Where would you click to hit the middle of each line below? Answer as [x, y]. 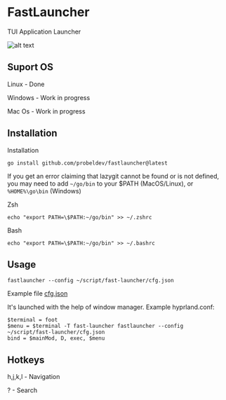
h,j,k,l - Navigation [34, 377]
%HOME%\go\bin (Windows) [45, 191]
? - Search [22, 390]
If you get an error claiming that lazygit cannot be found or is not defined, [113, 176]
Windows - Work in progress [49, 97]
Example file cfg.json [38, 294]
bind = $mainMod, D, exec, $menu [56, 338]
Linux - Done [26, 84]
